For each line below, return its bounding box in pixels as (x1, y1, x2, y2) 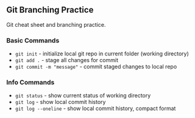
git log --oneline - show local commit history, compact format (15, 105, 176, 112)
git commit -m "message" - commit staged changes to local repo (15, 63, 177, 71)
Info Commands (6, 78, 55, 87)
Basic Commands (6, 36, 60, 44)
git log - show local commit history (15, 99, 106, 106)
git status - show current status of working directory (15, 92, 151, 99)
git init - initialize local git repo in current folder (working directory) (15, 50, 189, 57)
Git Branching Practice (6, 5, 94, 15)
